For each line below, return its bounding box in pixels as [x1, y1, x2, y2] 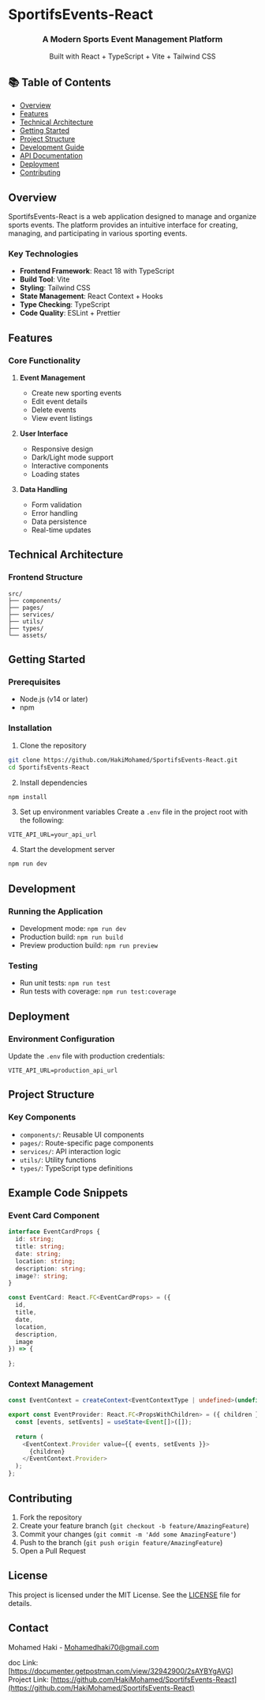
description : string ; [15, 1264, 87, 1273]
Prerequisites [8, 676, 61, 687]
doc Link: [8, 1657, 39, 1667]
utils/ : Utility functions [19, 1155, 97, 1164]
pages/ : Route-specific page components [19, 1138, 154, 1148]
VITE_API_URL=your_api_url [8, 831, 97, 839]
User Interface [19, 429, 69, 438]
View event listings [31, 414, 93, 423]
